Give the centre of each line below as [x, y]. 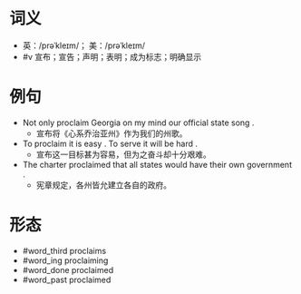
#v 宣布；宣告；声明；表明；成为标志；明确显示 [112, 56]
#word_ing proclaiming [65, 260]
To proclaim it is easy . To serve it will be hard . [110, 143]
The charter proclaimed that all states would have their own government [157, 164]
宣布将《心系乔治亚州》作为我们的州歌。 [112, 133]
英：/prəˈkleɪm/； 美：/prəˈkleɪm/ [84, 45]
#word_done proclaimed [68, 269]
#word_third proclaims [64, 250]
